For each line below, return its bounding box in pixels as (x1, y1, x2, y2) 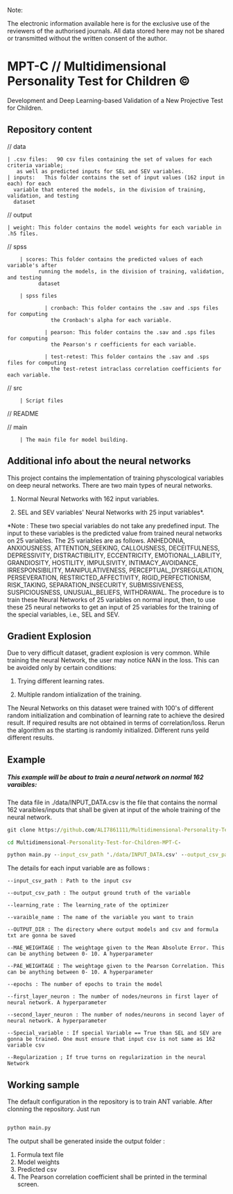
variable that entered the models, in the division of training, (13, 186, 207, 193)
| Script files (19, 397, 64, 404)
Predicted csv (17, 1165, 58, 1174)
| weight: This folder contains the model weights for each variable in (7, 224, 222, 231)
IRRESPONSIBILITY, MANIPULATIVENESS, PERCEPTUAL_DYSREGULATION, (7, 566, 224, 574)
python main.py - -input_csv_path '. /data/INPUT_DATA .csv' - (7, 852, 185, 859)
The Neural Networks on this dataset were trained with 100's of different (7, 704, 214, 713)
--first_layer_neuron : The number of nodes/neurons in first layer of (7, 993, 218, 1001)
